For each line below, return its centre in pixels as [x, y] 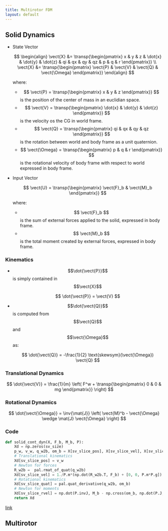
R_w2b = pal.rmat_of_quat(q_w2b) [50, 470]
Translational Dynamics [34, 373]
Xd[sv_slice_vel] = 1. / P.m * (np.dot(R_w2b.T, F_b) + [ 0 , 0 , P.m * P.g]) [88, 475]
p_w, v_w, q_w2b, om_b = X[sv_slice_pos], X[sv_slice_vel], [78, 451]
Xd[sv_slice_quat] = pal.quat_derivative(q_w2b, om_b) [72, 484]
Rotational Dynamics [31, 402]
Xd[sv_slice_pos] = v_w [39, 461]
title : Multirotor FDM [29, 10]
